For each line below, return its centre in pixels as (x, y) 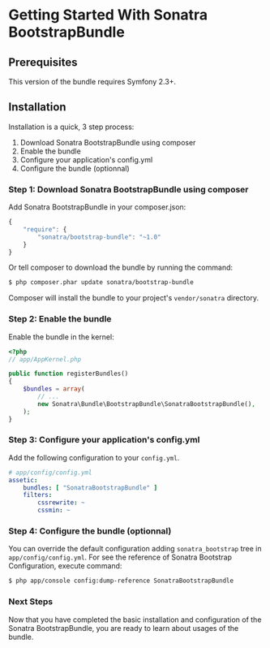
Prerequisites (43, 62)
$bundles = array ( (54, 389)
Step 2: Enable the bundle (60, 319)
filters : (38, 495)
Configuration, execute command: (65, 566)
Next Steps (31, 602)
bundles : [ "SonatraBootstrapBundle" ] (90, 488)
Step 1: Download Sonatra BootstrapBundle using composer (129, 189)
